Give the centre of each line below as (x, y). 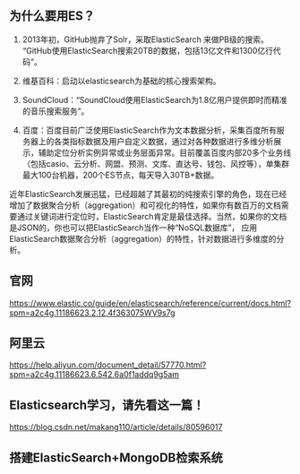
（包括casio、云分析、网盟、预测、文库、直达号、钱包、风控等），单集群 (155, 163)
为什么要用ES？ (52, 16)
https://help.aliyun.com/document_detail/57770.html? (108, 365)
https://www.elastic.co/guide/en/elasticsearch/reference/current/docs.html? (150, 303)
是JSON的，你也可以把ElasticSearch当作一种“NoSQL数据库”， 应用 (133, 228)
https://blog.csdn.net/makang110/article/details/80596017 (116, 427)
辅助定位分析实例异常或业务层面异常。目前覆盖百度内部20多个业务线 (165, 152)
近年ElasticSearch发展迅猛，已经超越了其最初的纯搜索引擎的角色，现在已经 (148, 194)
